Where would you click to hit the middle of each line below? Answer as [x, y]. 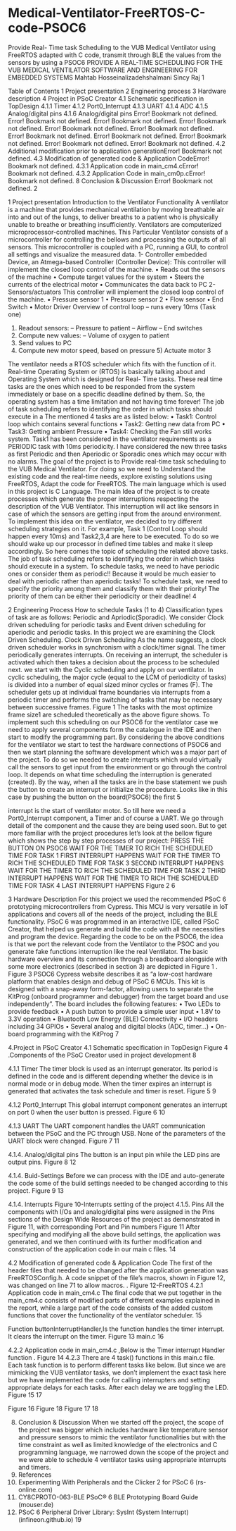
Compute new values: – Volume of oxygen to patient [93, 335]
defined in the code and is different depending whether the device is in [111, 1076]
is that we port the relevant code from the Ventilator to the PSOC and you [114, 944]
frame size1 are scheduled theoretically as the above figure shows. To [109, 714]
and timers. [34, 1467]
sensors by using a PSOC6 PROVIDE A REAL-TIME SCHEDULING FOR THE [116, 62]
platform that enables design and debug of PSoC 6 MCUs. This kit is [107, 981]
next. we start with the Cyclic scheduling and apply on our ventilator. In [111, 669]
